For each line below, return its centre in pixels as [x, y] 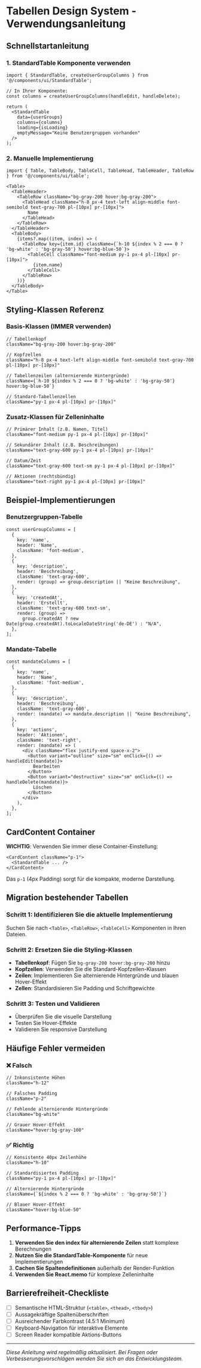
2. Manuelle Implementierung [50, 158]
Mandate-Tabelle [31, 649]
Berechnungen [33, 1249]
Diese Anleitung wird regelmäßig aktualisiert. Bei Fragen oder [82, 1352]
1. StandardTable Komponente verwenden [68, 63]
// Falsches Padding [32, 1093]
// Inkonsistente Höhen [36, 1078]
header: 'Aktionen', [42, 735]
